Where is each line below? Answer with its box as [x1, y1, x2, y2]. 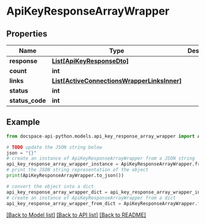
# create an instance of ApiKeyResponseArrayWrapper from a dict [6, 195, 176, 201]
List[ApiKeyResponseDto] [51, 57, 129, 65]
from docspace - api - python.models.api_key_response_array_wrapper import [6, 133, 195, 139]
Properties [6, 29, 48, 39]
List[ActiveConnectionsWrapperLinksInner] [51, 77, 182, 85]
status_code [9, 96, 46, 105]
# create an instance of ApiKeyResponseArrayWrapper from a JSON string [6, 155, 195, 162]
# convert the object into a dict [6, 183, 95, 189]
